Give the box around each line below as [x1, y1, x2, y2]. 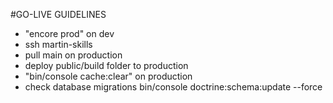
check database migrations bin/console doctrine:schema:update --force [24, 81, 323, 93]
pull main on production [24, 49, 123, 61]
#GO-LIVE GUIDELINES [10, 9, 107, 20]
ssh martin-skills [24, 39, 93, 50]
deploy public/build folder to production [24, 60, 189, 71]
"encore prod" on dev [24, 28, 115, 39]
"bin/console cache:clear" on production [24, 70, 193, 82]
